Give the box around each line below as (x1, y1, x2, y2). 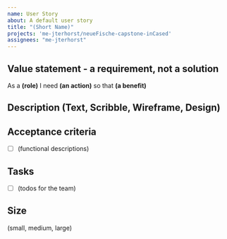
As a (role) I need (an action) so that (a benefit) (7, 81, 147, 90)
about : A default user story (7, 17, 93, 24)
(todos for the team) (17, 184, 76, 192)
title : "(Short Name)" (7, 23, 74, 30)
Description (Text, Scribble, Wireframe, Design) (7, 102, 221, 114)
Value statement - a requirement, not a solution (7, 63, 219, 75)
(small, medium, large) (7, 223, 73, 232)
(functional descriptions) (17, 145, 90, 153)
